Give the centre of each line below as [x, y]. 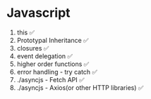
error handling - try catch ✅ [57, 72]
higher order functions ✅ [53, 64]
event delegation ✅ [45, 56]
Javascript [39, 13]
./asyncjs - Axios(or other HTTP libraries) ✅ [80, 87]
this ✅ [26, 32]
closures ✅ [33, 48]
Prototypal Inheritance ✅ [53, 40]
